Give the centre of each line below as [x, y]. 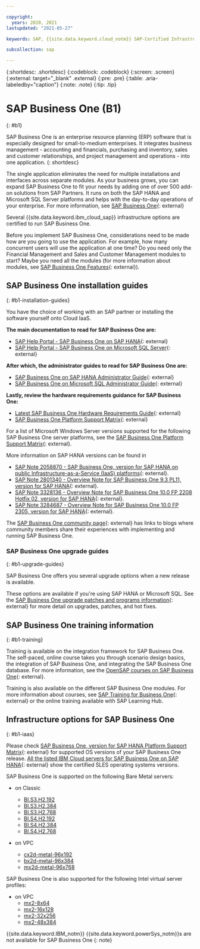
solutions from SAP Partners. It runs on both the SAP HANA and [92, 193]
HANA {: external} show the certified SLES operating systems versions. [93, 765]
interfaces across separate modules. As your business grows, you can [92, 181]
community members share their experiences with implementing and [90, 529]
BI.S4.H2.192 [39, 818]
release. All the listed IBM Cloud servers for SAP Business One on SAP [93, 758]
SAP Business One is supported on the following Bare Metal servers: [90, 776]
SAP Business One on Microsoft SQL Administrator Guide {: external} [99, 383]
